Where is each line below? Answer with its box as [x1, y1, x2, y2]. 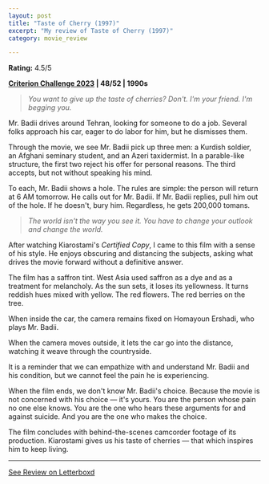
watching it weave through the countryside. [8, 347, 152, 356]
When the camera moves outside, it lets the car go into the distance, [8, 338, 234, 348]
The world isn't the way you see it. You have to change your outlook [27, 216, 254, 226]
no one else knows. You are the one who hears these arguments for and [8, 403, 247, 413]
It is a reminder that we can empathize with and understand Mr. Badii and [8, 362, 250, 372]
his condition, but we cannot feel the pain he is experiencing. [8, 371, 210, 380]
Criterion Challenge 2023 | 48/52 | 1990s [8, 79, 148, 88]
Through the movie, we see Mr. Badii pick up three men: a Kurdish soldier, [8, 142, 252, 153]
